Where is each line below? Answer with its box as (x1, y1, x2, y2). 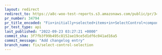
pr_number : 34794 (4, 16, 40, 21)
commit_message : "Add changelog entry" (4, 38, 85, 43)
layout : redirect (4, 7, 40, 12)
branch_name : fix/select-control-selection (4, 43, 94, 47)
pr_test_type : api (4, 25, 42, 30)
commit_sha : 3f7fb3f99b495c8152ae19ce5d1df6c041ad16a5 (4, 34, 118, 39)
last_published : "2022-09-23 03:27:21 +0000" (4, 29, 98, 34)
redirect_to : (4, 11, 31, 16)
